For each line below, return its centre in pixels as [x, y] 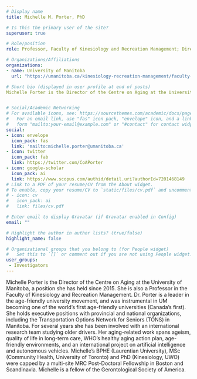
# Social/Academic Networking [43, 108]
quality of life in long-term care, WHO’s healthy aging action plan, [85, 338]
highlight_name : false [34, 239]
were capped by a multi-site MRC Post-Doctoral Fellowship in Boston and [95, 363]
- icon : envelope [27, 135]
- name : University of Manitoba [45, 71]
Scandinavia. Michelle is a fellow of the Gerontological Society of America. [96, 369]
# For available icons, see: [42, 113]
